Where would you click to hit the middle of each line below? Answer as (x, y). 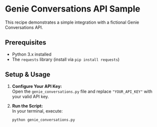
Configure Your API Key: (37, 86)
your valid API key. (30, 96)
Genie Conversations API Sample (73, 9)
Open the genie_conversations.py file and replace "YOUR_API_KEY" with (82, 91)
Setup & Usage (28, 75)
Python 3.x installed (32, 54)
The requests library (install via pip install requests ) (66, 59)
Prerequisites (26, 43)
